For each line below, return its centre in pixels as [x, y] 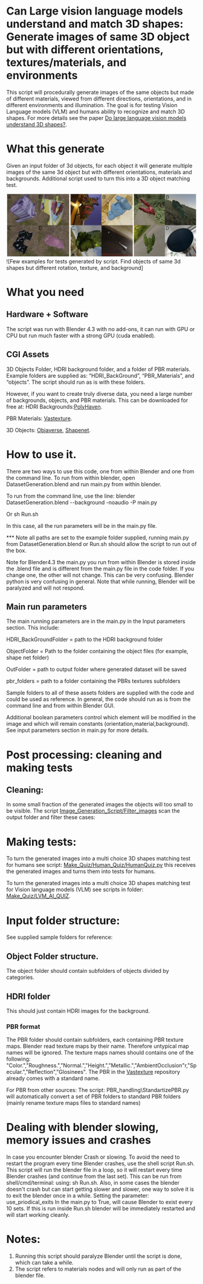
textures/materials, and [66, 63]
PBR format [23, 1026]
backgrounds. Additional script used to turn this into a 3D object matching [98, 178]
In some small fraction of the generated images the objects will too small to [100, 805]
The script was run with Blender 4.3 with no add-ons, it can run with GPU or [101, 329]
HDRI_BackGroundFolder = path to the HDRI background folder [85, 639]
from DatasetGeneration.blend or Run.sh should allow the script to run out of [101, 544]
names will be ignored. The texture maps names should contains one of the [100, 1053]
